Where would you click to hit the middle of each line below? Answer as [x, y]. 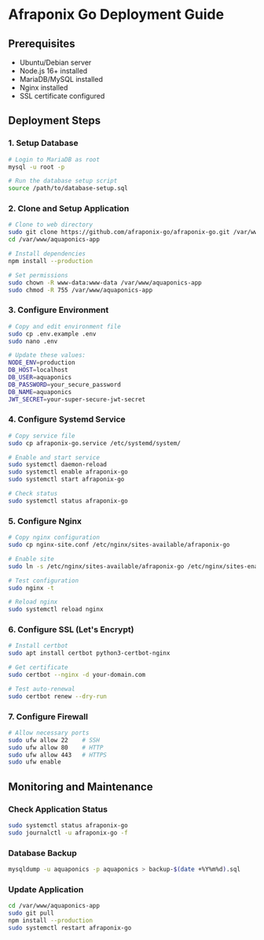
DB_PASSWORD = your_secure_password [65, 385]
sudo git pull [31, 913]
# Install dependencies [47, 254]
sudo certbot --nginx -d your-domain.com [77, 675]
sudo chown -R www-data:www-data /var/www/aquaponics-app [105, 282]
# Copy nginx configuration [54, 537]
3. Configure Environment [59, 310]
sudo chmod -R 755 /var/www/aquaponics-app [81, 290]
